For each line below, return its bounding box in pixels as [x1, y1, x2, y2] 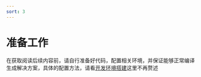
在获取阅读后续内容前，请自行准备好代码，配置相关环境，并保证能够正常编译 [6, 57, 195, 64]
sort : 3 [6, 8, 26, 15]
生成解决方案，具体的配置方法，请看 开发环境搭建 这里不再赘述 [6, 64, 159, 71]
